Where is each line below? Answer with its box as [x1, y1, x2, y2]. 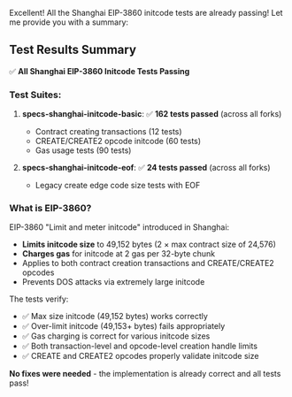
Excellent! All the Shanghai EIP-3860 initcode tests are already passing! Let [9, 8, 283, 18]
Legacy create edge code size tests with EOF [35, 180, 201, 191]
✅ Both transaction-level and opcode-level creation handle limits [21, 340, 258, 352]
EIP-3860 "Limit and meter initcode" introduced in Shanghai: [9, 222, 230, 233]
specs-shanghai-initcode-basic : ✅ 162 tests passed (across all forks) [21, 109, 282, 119]
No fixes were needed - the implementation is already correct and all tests [9, 369, 281, 379]
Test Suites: [9, 88, 62, 101]
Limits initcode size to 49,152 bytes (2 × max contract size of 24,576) [21, 239, 277, 250]
